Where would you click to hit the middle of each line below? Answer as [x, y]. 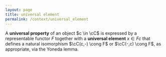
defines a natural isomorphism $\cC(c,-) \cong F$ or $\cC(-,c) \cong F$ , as [83, 44]
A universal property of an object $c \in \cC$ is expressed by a [71, 33]
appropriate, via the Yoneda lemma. [42, 49]
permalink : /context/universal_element [47, 19]
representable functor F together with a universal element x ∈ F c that [78, 38]
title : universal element [32, 14]
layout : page [19, 10]
